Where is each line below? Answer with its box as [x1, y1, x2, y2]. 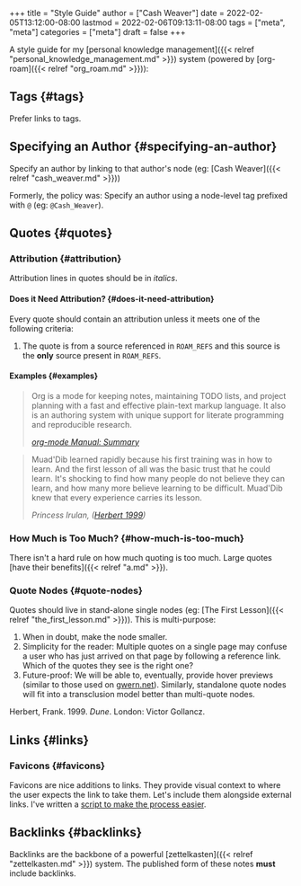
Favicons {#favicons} [9, 759, 106, 772]
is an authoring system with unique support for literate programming [31, 409, 285, 421]
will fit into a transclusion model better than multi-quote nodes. [22, 689, 256, 700]
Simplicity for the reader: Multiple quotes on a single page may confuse [22, 642, 288, 652]
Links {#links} [9, 732, 90, 748]
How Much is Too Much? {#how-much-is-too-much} [9, 532, 245, 545]
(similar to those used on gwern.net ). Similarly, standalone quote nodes [22, 679, 287, 690]
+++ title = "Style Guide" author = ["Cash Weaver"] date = [9, 8, 225, 18]
